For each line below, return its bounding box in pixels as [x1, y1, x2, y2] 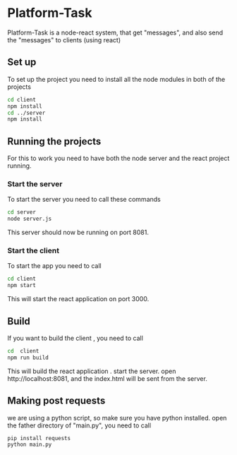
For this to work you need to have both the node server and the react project [7, 154, 230, 163]
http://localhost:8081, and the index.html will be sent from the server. [7, 374, 208, 382]
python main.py [7, 441, 52, 449]
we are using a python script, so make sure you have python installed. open [7, 413, 227, 422]
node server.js [7, 215, 52, 223]
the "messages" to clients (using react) [7, 35, 121, 44]
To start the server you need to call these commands [7, 195, 161, 204]
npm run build [7, 354, 49, 361]
